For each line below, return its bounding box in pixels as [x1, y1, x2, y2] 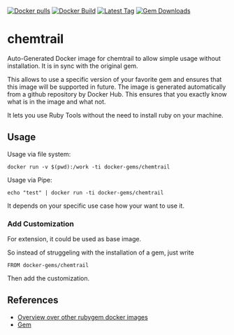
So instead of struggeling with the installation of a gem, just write [7, 248, 194, 257]
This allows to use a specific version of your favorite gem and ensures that [7, 75, 222, 83]
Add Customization [7, 219, 75, 229]
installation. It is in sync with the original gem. [7, 62, 138, 70]
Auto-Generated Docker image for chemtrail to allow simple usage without [7, 54, 221, 62]
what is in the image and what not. [7, 97, 106, 106]
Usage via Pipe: [7, 176, 52, 184]
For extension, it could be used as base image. [7, 235, 142, 243]
